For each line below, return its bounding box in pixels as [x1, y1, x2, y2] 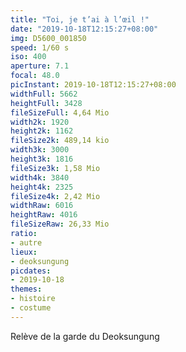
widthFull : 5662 [10, 89, 78, 99]
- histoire [10, 294, 56, 304]
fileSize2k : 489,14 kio [10, 136, 110, 146]
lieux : [10, 247, 38, 257]
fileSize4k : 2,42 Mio [10, 191, 101, 201]
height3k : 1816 [10, 154, 74, 164]
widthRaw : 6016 [10, 201, 74, 211]
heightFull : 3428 [10, 98, 83, 108]
